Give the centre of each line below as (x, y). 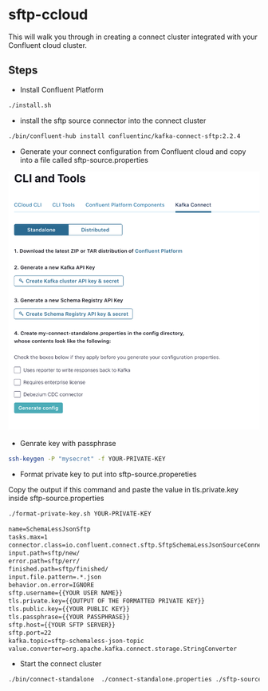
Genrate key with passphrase (68, 444)
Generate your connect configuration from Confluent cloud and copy (133, 151)
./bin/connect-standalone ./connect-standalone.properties (110, 680)
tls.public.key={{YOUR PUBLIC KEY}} (69, 609)
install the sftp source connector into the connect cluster (113, 120)
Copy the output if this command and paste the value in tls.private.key (124, 490)
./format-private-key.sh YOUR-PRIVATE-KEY (80, 514)
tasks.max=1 (28, 537)
